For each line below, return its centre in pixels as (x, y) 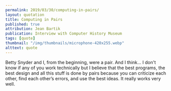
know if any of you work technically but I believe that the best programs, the (85, 68)
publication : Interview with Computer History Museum (64, 34)
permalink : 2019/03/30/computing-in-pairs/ (52, 10)
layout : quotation (25, 15)
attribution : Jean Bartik (33, 29)
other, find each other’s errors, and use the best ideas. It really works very (83, 78)
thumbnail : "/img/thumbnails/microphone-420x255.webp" (65, 43)
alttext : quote (21, 48)
